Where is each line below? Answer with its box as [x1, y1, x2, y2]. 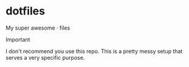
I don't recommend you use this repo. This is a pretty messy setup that [5, 47, 183, 55]
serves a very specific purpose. [5, 54, 85, 61]
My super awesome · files [5, 24, 70, 31]
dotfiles [5, 4, 46, 18]
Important [5, 36, 30, 43]
